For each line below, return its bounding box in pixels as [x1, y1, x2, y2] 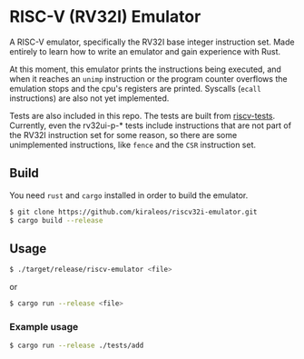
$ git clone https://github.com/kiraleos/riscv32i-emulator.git [9, 207, 258, 216]
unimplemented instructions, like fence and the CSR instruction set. [9, 139, 257, 150]
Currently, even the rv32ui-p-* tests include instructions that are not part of [9, 120, 292, 131]
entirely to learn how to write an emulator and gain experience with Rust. [9, 45, 281, 56]
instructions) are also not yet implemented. [9, 93, 170, 104]
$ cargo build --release [9, 215, 103, 224]
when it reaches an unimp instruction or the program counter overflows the [9, 73, 288, 84]
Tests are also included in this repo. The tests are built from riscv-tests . [9, 110, 276, 121]
